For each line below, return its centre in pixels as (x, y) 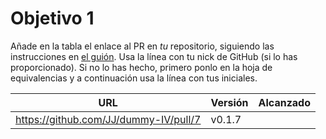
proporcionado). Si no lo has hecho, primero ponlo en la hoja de (141, 67)
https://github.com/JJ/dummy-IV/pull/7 (108, 119)
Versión (229, 102)
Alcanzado (285, 102)
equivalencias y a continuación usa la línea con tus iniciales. (134, 78)
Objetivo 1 (52, 18)
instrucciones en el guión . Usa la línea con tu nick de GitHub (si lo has (154, 56)
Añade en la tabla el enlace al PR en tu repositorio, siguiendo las (142, 46)
